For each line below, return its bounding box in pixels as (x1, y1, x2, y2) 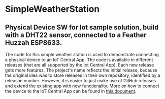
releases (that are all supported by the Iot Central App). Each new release (5, 62, 154, 67)
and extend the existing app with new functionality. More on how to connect (5, 83, 160, 89)
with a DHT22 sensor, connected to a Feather (5, 31, 147, 39)
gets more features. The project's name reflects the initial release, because (5, 67, 158, 73)
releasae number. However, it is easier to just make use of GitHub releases (5, 78, 156, 83)
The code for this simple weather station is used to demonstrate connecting (5, 52, 159, 57)
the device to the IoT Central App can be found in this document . (5, 88, 136, 94)
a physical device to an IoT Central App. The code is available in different (5, 57, 153, 63)
